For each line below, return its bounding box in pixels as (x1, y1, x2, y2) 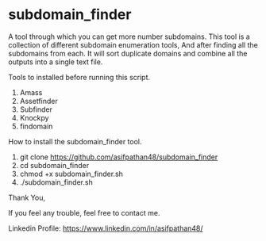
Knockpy (19, 113, 49, 122)
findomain (19, 121, 53, 131)
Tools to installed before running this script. (8, 72, 151, 82)
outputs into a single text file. (8, 57, 103, 67)
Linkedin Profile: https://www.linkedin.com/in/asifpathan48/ (8, 224, 204, 233)
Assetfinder (19, 96, 58, 105)
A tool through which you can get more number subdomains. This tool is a (8, 32, 250, 41)
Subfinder (19, 105, 53, 114)
